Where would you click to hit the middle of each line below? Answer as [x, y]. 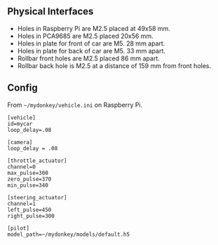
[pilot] [19, 228]
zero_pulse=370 [29, 179]
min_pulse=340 [28, 185]
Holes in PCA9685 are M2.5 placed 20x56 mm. [86, 36]
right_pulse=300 [31, 216]
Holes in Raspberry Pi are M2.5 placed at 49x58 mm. [94, 28]
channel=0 [22, 167]
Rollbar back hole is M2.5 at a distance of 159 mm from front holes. [114, 65]
